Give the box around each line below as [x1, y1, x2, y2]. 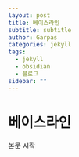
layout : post [8, 11, 51, 20]
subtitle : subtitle [8, 26, 72, 34]
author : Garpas [8, 33, 58, 42]
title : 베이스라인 [8, 19, 60, 27]
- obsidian [15, 63, 51, 71]
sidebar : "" [8, 77, 47, 85]
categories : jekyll [8, 41, 72, 49]
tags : [8, 48, 26, 56]
